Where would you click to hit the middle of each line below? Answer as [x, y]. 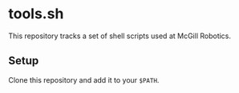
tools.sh [36, 14]
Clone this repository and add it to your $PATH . [84, 79]
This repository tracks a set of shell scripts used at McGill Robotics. [119, 36]
